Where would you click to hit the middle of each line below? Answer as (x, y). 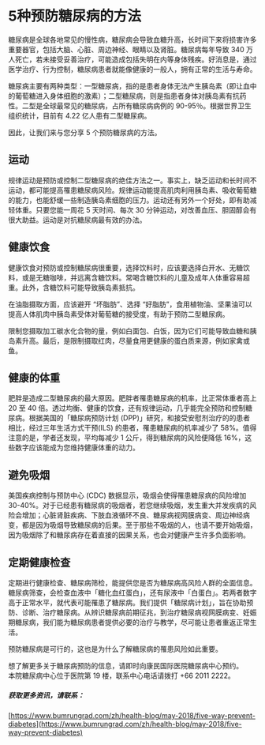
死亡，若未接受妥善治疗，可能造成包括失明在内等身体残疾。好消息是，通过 (136, 59)
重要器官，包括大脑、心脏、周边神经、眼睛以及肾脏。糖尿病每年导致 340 (126, 49)
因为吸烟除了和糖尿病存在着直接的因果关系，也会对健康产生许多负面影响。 (129, 535)
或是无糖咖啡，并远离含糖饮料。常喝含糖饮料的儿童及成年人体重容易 (132, 277)
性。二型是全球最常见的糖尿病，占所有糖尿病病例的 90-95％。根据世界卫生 (130, 105)
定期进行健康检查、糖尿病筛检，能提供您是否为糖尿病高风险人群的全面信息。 (132, 583)
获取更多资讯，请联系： (46, 695)
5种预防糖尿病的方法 (75, 16)
